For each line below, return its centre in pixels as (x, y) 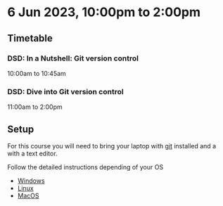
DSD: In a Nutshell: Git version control (73, 58)
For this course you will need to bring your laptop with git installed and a (112, 146)
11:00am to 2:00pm (35, 107)
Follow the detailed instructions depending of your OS (85, 167)
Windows (31, 181)
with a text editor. (32, 153)
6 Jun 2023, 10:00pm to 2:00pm (104, 12)
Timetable (30, 38)
